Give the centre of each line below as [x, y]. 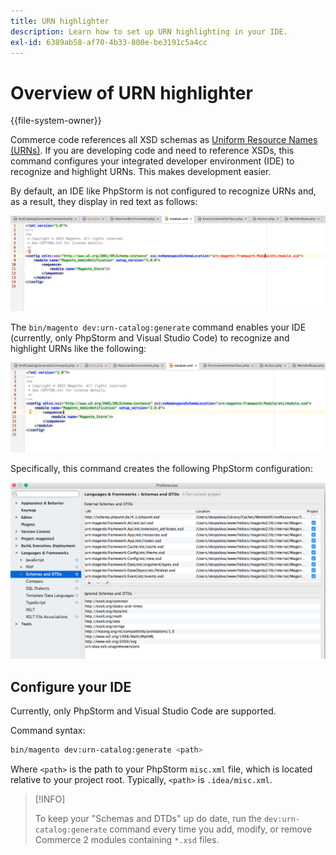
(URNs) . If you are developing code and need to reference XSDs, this [152, 151]
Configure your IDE [71, 686]
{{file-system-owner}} [56, 121]
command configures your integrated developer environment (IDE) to [152, 161]
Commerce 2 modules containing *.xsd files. [127, 839]
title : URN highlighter [60, 21]
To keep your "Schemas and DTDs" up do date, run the [148, 818]
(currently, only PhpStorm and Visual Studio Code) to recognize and [150, 337]
